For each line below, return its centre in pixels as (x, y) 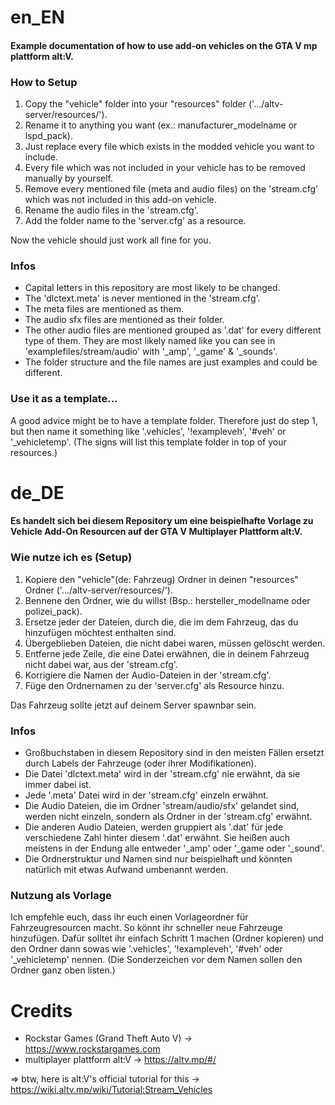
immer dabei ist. (58, 785)
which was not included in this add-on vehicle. (120, 200)
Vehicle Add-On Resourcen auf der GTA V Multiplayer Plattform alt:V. (156, 532)
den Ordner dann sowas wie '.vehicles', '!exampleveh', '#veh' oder (146, 949)
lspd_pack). (48, 136)
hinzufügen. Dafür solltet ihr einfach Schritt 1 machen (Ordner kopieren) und (167, 938)
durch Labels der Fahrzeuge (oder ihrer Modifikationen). (140, 763)
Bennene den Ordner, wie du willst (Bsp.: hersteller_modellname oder (167, 600)
